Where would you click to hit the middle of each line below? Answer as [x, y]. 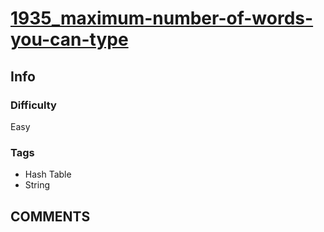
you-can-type [69, 39]
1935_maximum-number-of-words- [162, 18]
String [37, 185]
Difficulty [33, 105]
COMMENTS [50, 216]
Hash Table [48, 174]
